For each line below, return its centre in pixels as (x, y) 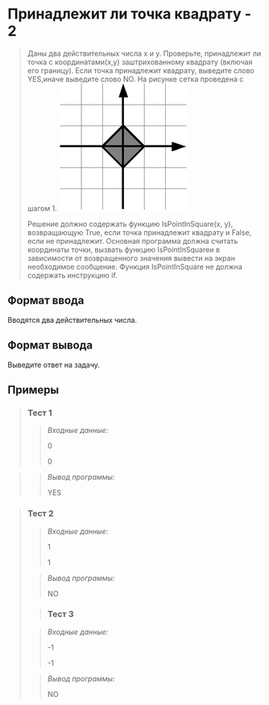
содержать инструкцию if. (72, 275)
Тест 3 (60, 614)
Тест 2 (40, 513)
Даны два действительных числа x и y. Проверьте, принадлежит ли (144, 53)
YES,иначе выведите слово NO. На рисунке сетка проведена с (135, 79)
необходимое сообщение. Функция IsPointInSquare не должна (134, 266)
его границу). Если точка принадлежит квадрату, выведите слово (141, 70)
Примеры (33, 390)
